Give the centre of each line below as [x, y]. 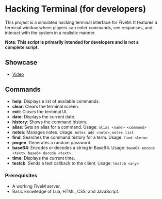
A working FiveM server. [36, 186]
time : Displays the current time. [43, 158]
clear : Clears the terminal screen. [45, 106]
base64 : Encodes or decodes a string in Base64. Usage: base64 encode [83, 148]
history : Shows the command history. [50, 122]
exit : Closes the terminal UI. [40, 111]
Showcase [21, 62]
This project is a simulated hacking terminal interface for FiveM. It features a [81, 22]
